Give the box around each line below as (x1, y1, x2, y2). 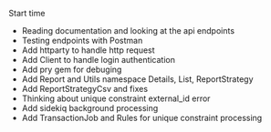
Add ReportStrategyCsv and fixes (21, 84, 148, 94)
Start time (8, 8, 46, 18)
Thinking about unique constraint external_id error (21, 93, 211, 104)
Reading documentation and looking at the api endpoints (21, 25, 235, 36)
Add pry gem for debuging (21, 64, 122, 75)
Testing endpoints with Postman (21, 36, 143, 46)
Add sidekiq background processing (21, 103, 159, 113)
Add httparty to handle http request (21, 45, 156, 56)
